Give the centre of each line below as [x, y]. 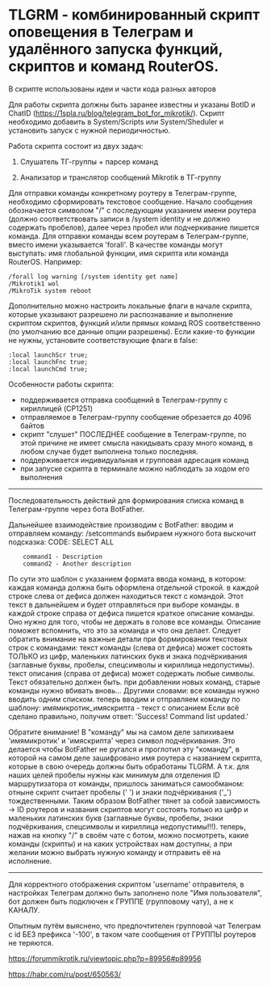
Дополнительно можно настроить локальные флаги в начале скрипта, [130, 306]
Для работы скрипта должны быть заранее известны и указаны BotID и [132, 104]
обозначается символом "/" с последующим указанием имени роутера [132, 210]
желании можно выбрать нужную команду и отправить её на [115, 852]
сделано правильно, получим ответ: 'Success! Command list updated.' [128, 716]
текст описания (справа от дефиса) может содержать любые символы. [132, 673]
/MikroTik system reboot [50, 290]
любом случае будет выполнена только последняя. [109, 451]
